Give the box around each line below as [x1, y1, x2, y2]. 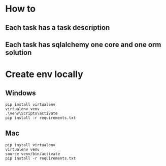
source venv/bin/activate [5, 151, 60, 156]
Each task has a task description [5, 23, 110, 32]
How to [5, 3, 36, 15]
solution [5, 48, 32, 57]
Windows [5, 89, 36, 97]
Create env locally [5, 69, 84, 80]
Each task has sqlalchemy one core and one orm [5, 40, 161, 49]
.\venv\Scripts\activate [5, 111, 58, 116]
